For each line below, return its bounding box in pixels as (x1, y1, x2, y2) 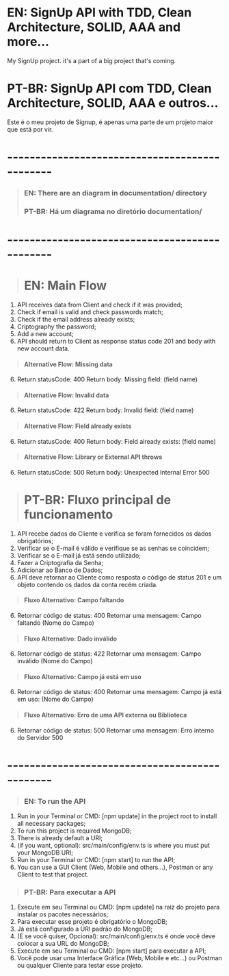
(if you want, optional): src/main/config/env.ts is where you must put (16, 842, 210, 850)
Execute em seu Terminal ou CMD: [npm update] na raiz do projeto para (16, 903, 220, 912)
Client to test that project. (16, 870, 89, 879)
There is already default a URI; (16, 834, 103, 842)
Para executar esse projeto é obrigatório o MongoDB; (16, 918, 167, 926)
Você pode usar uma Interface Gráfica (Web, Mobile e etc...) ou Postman (16, 954, 222, 962)
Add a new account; (16, 330, 74, 338)
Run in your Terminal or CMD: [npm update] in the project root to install (16, 812, 217, 820)
